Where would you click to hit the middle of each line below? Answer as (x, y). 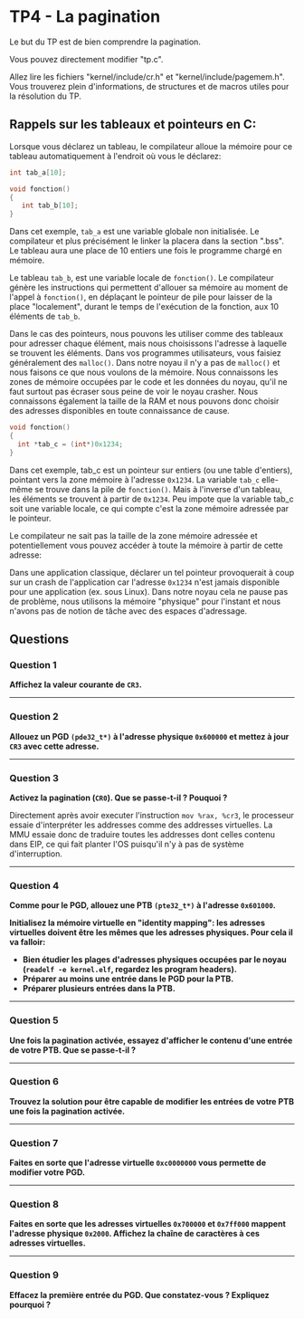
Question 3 (34, 778)
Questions (39, 640)
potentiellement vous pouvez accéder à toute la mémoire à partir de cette (146, 545)
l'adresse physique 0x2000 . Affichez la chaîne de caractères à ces (135, 1234)
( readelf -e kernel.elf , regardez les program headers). (129, 970)
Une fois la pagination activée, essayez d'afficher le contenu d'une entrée (151, 1040)
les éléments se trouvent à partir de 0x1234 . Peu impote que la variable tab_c (152, 499)
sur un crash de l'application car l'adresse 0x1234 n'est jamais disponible (145, 582)
